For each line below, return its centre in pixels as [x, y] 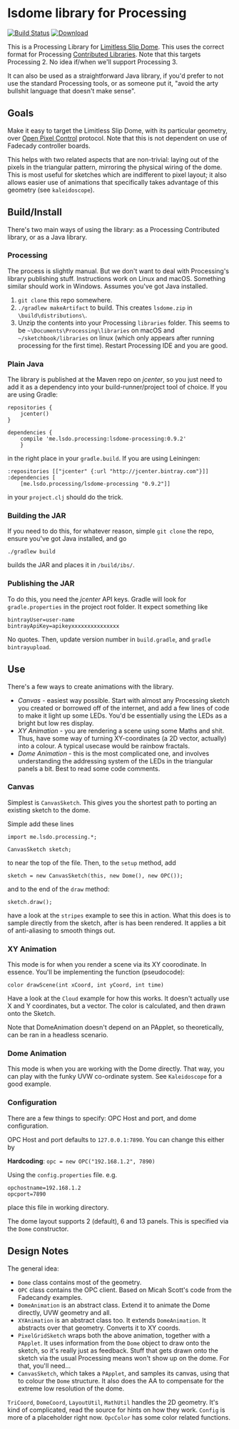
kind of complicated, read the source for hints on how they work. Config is [116, 1410]
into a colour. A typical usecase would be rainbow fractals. [104, 746]
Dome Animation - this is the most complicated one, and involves [113, 753]
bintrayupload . [29, 646]
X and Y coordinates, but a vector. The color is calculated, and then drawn [117, 1006]
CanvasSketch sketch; [40, 849]
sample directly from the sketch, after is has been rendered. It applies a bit [117, 922]
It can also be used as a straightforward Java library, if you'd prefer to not [116, 76]
